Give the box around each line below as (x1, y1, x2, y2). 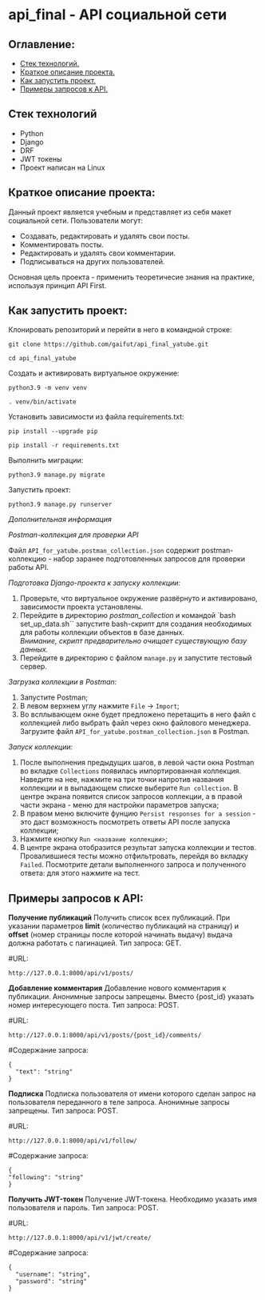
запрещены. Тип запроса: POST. (8, 1106, 118, 1116)
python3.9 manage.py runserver (8, 500, 113, 509)
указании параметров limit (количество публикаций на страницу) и (8, 921, 239, 931)
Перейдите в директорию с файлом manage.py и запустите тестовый (19, 653, 252, 663)
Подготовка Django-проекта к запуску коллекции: (8, 578, 181, 588)
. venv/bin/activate (8, 398, 77, 406)
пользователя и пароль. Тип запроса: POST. (8, 1203, 159, 1213)
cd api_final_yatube (8, 355, 77, 363)
